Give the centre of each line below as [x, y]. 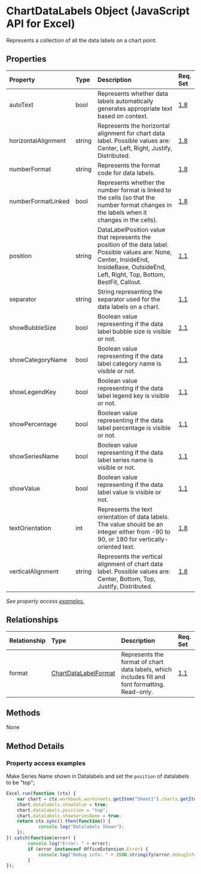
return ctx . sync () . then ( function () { [64, 821]
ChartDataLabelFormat [83, 673]
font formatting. [143, 684]
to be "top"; [20, 782]
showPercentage [33, 424]
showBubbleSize [33, 327]
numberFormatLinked [39, 201]
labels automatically [126, 101]
